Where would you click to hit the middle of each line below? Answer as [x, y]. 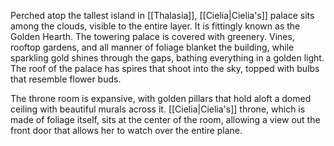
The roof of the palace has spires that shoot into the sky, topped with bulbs [165, 68]
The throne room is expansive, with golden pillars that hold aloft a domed [161, 98]
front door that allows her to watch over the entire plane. [126, 130]
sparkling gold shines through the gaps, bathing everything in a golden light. [167, 58]
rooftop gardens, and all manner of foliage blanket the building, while [152, 47]
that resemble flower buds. [66, 79]
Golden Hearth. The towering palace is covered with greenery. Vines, [152, 36]
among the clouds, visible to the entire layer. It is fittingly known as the [155, 26]
